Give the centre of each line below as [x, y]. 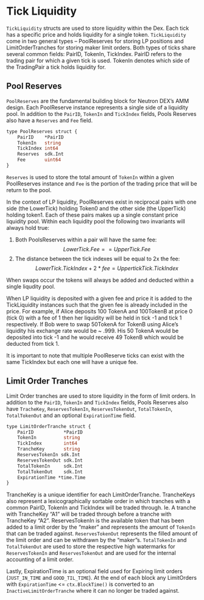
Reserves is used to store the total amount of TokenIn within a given [90, 177]
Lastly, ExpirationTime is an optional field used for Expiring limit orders [94, 571]
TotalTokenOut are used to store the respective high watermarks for [91, 546]
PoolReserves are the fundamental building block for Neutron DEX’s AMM [98, 101]
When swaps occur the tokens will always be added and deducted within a [100, 280]
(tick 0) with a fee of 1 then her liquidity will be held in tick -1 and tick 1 [94, 318]
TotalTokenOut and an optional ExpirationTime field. [71, 415]
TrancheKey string [49, 449]
